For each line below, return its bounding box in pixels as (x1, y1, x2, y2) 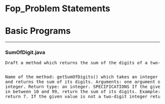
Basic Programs (5, 26, 71, 37)
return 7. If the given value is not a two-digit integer (5, 94, 148, 100)
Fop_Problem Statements (5, 3, 110, 14)
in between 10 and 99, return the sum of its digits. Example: (5, 89, 161, 95)
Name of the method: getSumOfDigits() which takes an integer (5, 74, 158, 80)
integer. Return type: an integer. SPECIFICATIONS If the (5, 84, 148, 90)
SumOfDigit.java (5, 49, 46, 56)
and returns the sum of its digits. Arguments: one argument (5, 79, 156, 85)
